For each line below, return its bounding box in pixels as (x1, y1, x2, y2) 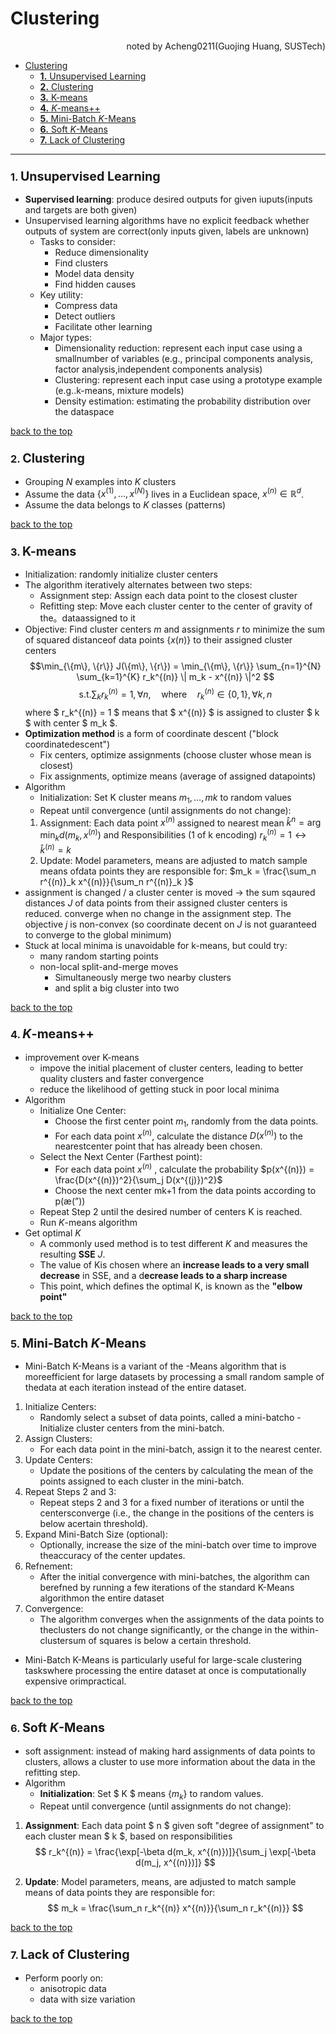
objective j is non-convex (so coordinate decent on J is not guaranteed (24, 918, 317, 930)
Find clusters (54, 257, 109, 269)
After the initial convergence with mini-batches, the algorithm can (39, 1571, 310, 1583)
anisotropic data (39, 1982, 107, 1994)
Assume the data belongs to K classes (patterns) (24, 499, 227, 511)
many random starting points (39, 950, 159, 962)
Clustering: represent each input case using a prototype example (54, 374, 323, 386)
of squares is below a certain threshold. (88, 1635, 252, 1647)
